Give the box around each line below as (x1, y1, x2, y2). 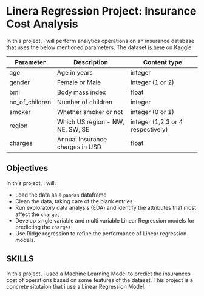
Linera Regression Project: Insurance (6, 4, 197, 18)
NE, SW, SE (56, 125, 90, 133)
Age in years (56, 68, 93, 76)
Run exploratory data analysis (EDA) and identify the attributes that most (15, 204, 196, 211)
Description (73, 58, 108, 66)
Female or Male (56, 78, 101, 86)
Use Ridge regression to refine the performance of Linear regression (15, 229, 187, 237)
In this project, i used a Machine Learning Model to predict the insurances (6, 270, 191, 277)
